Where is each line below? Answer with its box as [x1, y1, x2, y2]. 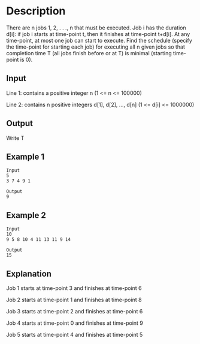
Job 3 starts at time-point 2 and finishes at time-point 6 [6, 308, 143, 315]
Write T [6, 134, 25, 142]
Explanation [6, 268, 52, 279]
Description [6, 4, 66, 18]
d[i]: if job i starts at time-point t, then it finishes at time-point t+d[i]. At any [6, 30, 190, 37]
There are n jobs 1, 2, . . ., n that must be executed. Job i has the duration [6, 24, 187, 31]
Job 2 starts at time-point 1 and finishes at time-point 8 [6, 296, 142, 303]
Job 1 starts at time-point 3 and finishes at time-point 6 [6, 285, 142, 292]
